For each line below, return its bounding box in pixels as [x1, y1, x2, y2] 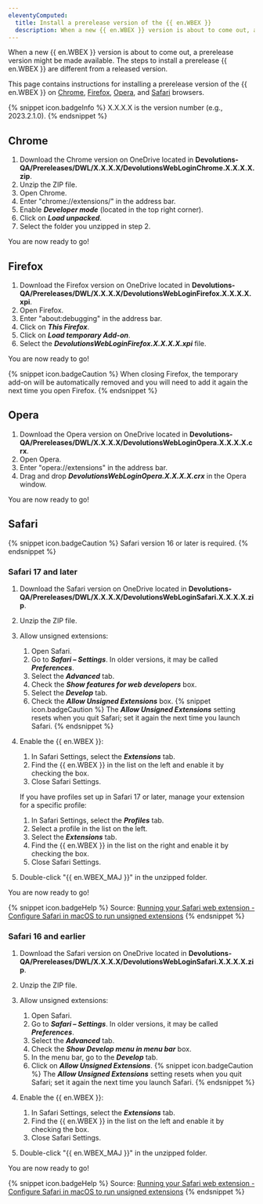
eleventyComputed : [8, 11, 68, 20]
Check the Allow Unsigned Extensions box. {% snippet [31, 696, 211, 706]
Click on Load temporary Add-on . [19, 330, 131, 340]
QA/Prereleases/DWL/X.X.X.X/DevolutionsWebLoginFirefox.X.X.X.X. [19, 289, 252, 298]
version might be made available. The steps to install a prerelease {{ [8, 56, 228, 65]
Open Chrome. [19, 188, 67, 198]
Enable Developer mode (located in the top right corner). [19, 205, 204, 214]
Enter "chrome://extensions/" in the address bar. [19, 197, 176, 206]
